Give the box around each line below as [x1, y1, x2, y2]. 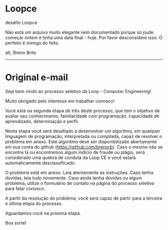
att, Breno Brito [5, 49, 36, 55]
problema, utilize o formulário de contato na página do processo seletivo [5, 180, 155, 186]
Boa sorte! [5, 219, 26, 225]
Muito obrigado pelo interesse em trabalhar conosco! [5, 98, 115, 104]
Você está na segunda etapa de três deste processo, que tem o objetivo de [5, 107, 160, 113]
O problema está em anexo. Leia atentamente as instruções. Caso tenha [5, 169, 153, 175]
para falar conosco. [5, 185, 45, 191]
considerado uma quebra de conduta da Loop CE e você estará [5, 154, 136, 160]
